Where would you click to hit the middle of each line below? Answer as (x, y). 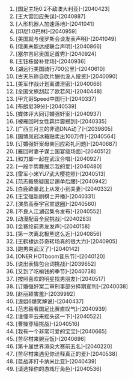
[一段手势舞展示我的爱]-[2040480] (59, 166)
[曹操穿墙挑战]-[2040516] (47, 324)
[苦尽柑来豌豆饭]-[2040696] (50, 339)
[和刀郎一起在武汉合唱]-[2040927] (58, 159)
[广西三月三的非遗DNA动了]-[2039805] (64, 129)
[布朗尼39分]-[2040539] (46, 106)
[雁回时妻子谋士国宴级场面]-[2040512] (63, 151)
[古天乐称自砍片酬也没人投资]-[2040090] (66, 76)
